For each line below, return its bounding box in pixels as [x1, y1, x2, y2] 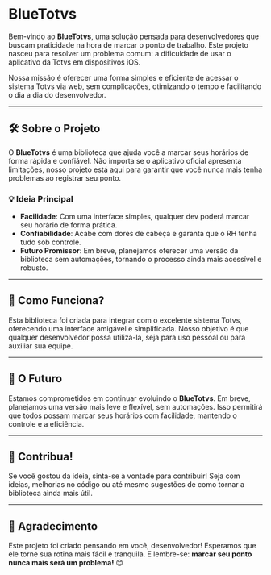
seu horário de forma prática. [19, 220, 118, 230]
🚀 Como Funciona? [8, 294, 105, 307]
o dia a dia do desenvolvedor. [8, 90, 106, 99]
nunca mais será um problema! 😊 [8, 558, 123, 568]
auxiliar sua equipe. [8, 340, 73, 351]
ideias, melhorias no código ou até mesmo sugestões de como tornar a [8, 480, 244, 490]
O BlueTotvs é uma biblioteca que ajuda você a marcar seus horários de [8, 147, 249, 157]
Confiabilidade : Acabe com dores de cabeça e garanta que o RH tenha [19, 229, 258, 239]
